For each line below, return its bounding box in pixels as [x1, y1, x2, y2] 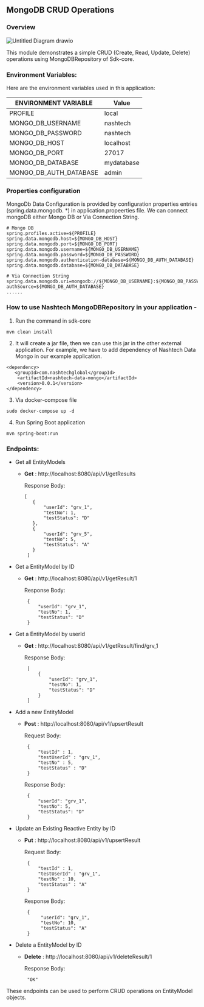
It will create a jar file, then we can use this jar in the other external [15, 339, 182, 346]
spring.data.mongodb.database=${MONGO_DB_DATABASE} [6, 262, 140, 268]
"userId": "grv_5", [43, 531, 93, 537]
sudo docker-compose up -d [6, 408, 75, 414]
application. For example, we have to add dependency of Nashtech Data [15, 346, 196, 353]
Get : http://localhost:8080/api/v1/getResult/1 [24, 575, 137, 582]
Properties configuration [6, 186, 81, 195]
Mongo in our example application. [15, 353, 102, 360]
